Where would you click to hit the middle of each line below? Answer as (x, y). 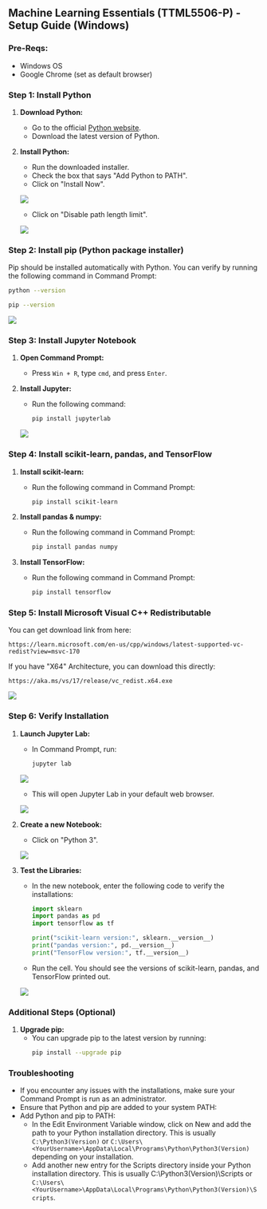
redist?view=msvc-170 (44, 652)
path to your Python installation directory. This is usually (124, 1133)
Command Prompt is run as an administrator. (93, 1099)
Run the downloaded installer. (80, 167)
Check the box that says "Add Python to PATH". (110, 176)
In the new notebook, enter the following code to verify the (128, 886)
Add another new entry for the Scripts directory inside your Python (141, 1165)
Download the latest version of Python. (96, 136)
